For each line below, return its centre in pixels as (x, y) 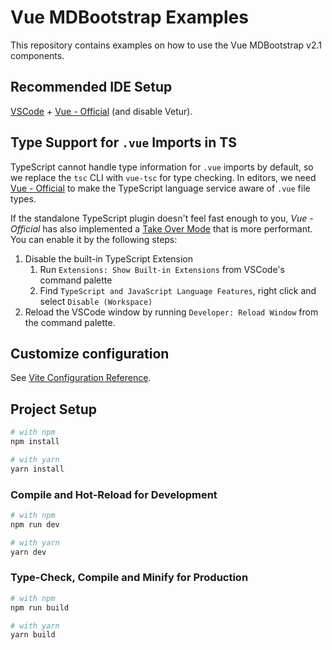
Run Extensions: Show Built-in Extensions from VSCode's (162, 269)
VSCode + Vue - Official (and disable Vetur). (101, 111)
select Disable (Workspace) (96, 301)
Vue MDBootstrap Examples (129, 17)
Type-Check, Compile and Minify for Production (129, 578)
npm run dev (35, 524)
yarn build (33, 635)
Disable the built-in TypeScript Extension (109, 258)
